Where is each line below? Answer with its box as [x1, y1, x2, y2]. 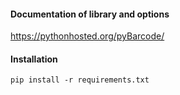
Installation [10, 53, 58, 65]
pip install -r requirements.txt [10, 75, 150, 85]
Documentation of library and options [10, 8, 170, 20]
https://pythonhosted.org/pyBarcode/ [10, 30, 165, 42]
